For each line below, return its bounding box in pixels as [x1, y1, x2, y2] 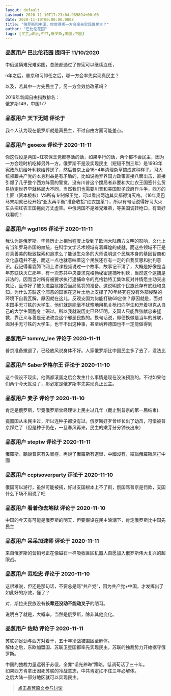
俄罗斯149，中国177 [5, 101, 47, 107]
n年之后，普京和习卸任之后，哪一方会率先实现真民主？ [5, 73, 120, 79]
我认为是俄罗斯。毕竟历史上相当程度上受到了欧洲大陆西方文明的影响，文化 [5, 238, 161, 244]
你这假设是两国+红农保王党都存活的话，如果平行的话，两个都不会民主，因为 [5, 154, 164, 160]
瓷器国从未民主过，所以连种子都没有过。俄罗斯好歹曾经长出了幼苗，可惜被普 [5, 418, 166, 424]
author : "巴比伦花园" [5, 27, 47, 32]
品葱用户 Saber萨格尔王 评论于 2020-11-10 [5, 361, 110, 368]
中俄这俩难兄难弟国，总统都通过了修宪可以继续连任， [5, 62, 117, 68]
